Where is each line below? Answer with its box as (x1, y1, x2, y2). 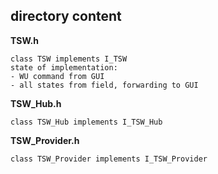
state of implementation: (10, 62, 118, 73)
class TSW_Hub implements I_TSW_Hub (10, 117, 163, 127)
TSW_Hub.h (10, 97, 62, 109)
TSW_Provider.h (10, 134, 80, 146)
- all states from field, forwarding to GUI (10, 80, 199, 90)
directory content (10, 8, 122, 25)
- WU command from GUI (10, 71, 105, 81)
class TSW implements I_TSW (10, 54, 128, 64)
